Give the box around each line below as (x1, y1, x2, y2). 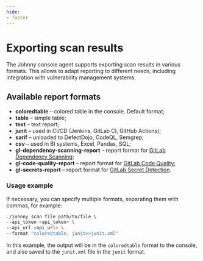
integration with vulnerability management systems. (6, 74, 136, 81)
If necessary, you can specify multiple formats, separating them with (6, 195, 179, 202)
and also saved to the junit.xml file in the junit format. (6, 248, 146, 256)
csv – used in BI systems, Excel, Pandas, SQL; (15, 140, 131, 148)
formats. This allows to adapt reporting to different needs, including (6, 68, 176, 75)
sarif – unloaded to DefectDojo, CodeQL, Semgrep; (15, 134, 144, 141)
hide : (6, 9, 20, 15)
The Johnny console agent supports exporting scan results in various (6, 61, 181, 68)
